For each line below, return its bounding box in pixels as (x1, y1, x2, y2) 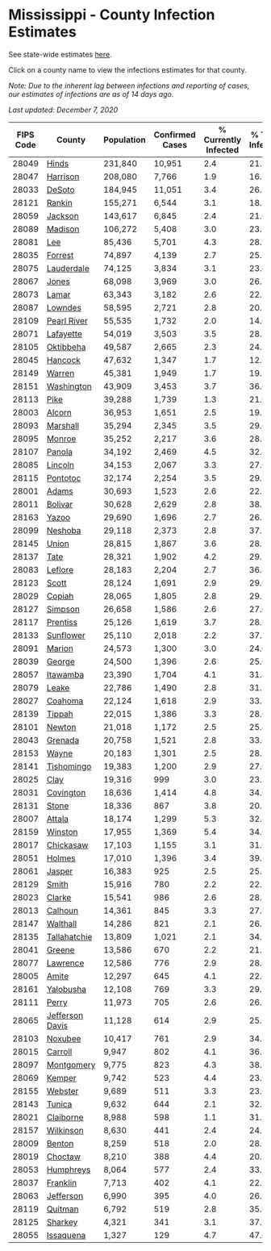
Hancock (46, 354, 81, 365)
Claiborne (46, 1111, 84, 1123)
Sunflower (46, 629, 86, 640)
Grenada (46, 734, 80, 745)
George (46, 656, 75, 667)
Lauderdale (46, 262, 90, 273)
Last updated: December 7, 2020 (8, 105, 119, 115)
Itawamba (46, 669, 85, 680)
